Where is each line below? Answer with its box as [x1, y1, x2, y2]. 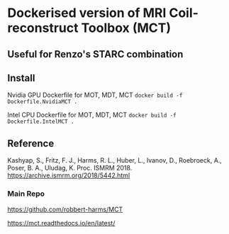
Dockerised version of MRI [7, 5, 167, 21]
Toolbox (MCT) [81, 20, 172, 36]
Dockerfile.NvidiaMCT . [7, 98, 78, 105]
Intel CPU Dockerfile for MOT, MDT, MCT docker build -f [7, 111, 177, 119]
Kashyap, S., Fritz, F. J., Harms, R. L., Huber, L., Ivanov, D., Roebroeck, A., [7, 156, 222, 165]
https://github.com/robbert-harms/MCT [7, 205, 123, 213]
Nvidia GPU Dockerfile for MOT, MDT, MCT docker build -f [7, 90, 183, 100]
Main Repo [7, 189, 45, 199]
